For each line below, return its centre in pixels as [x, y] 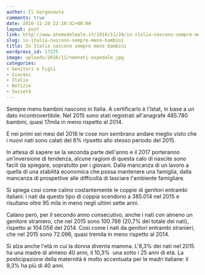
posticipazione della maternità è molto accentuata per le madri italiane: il [97, 259]
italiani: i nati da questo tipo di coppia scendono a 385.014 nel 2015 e [93, 196]
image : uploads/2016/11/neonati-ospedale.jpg [65, 57]
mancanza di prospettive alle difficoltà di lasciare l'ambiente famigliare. [95, 178]
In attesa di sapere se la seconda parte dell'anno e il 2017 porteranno [93, 152]
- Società [19, 92]
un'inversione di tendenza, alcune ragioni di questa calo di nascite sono [96, 158]
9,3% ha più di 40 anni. [36, 265]
